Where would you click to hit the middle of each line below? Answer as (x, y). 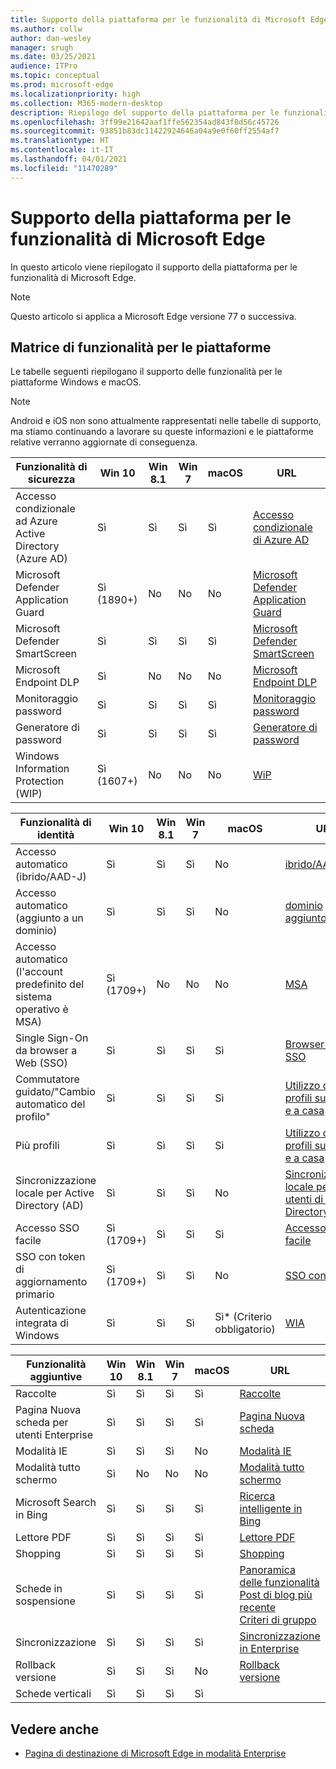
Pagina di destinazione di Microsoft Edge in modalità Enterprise (155, 1753)
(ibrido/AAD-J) (51, 877)
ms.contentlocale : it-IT (62, 150)
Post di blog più (276, 1595)
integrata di (42, 1323)
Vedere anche (55, 1729)
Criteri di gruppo (278, 1620)
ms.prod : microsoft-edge (62, 85)
